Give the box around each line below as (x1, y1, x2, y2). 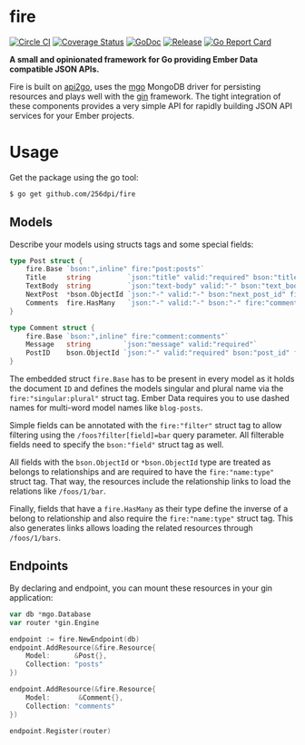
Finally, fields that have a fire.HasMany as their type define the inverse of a (9, 504, 289, 515)
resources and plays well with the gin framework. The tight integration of (9, 91, 281, 102)
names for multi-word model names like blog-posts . (9, 402, 203, 414)
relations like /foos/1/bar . (9, 485, 106, 496)
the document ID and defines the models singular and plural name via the (9, 383, 284, 394)
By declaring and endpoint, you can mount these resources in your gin (9, 583, 273, 593)
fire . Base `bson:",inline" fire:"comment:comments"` (25, 331, 230, 341)
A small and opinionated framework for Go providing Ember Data (9, 54, 259, 64)
